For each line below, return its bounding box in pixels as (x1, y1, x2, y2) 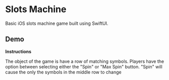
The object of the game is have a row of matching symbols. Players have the (5, 58, 164, 64)
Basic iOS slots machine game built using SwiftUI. (5, 20, 108, 26)
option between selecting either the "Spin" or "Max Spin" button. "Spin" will (5, 63, 162, 69)
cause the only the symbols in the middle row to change (5, 69, 122, 75)
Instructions (5, 48, 32, 54)
